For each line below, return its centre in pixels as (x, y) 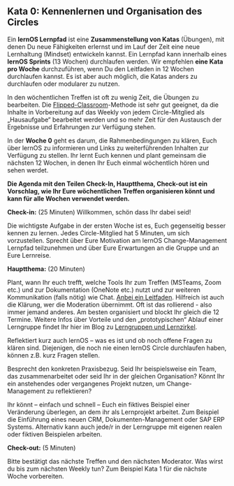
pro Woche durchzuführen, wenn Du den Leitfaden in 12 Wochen (101, 68)
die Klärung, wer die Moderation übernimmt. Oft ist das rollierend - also (110, 304)
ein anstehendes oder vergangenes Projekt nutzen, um (86, 383)
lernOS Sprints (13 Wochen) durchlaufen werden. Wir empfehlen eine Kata (115, 61)
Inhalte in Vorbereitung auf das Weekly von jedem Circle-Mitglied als (106, 112)
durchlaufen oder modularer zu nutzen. (64, 84)
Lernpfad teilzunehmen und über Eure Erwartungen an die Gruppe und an (113, 248)
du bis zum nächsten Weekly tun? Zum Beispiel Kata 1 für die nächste (107, 469)
